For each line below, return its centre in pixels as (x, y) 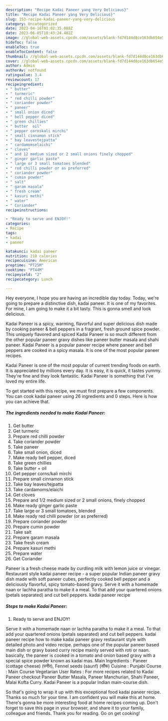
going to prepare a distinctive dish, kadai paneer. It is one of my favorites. (81, 303)
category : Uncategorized (31, 24)
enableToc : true (22, 47)
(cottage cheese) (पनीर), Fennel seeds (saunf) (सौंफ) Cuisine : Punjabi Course (84, 666)
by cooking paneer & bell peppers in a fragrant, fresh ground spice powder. (83, 329)
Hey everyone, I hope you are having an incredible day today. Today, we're (82, 298)
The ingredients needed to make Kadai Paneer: (56, 413)
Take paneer (26, 447)
